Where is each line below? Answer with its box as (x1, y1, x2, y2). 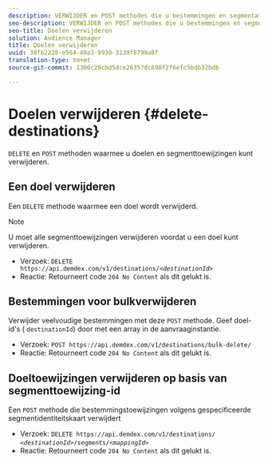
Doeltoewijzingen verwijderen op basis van (8, 371, 227, 385)
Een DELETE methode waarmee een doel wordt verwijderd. (8, 201, 198, 211)
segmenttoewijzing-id (8, 384, 121, 398)
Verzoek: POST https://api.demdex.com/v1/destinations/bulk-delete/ (19, 340, 251, 350)
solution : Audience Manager (8, 34, 102, 42)
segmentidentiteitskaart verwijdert (8, 414, 121, 423)
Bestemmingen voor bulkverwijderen (8, 295, 197, 308)
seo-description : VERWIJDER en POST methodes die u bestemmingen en (8, 19, 241, 27)
